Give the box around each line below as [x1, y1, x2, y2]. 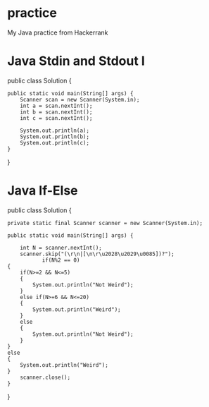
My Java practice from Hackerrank [7, 28, 108, 37]
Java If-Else [7, 183, 79, 199]
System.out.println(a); [20, 127, 90, 134]
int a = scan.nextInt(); [20, 102, 93, 109]
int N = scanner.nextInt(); [20, 244, 102, 251]
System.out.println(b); [20, 133, 90, 140]
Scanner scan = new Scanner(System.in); [20, 96, 140, 103]
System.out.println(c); [20, 139, 90, 146]
